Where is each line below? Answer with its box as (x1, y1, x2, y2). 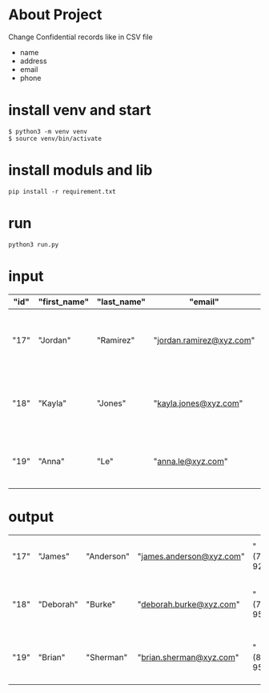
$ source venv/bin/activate (8, 134, 102, 142)
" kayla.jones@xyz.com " (153, 398, 243, 409)
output (8, 507, 54, 526)
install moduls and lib (8, 162, 153, 179)
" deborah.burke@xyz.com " (137, 599, 240, 610)
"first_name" (38, 296, 90, 307)
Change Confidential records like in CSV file (8, 32, 154, 42)
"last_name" (96, 296, 147, 307)
